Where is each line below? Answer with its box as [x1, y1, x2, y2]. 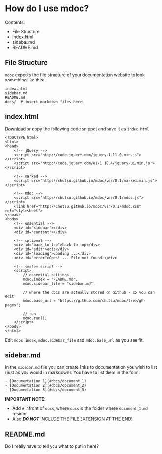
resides [12, 411, 27, 417]
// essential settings [23, 272, 69, 277]
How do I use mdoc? [5, 3, 89, 14]
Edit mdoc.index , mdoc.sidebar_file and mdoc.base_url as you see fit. [5, 337, 144, 343]
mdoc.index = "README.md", [23, 277, 78, 282]
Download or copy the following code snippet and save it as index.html [5, 126, 150, 132]
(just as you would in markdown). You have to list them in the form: [5, 369, 140, 375]
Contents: [5, 19, 25, 25]
